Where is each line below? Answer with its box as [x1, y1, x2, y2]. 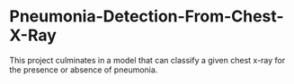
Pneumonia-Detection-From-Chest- [9, 6, 285, 27]
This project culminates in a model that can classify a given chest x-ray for [9, 55, 286, 65]
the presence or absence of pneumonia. [9, 64, 158, 75]
